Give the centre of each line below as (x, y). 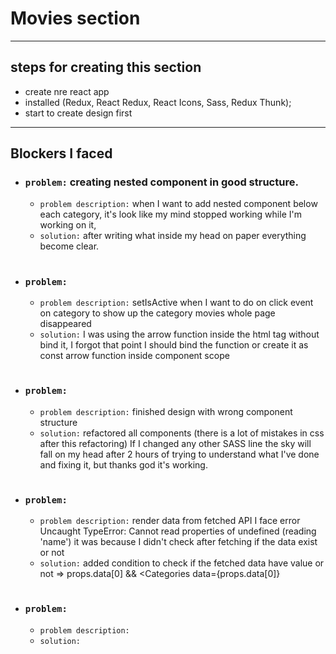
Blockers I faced (61, 153)
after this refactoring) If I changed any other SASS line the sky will (175, 443)
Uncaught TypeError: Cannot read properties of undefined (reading (178, 531)
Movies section (75, 18)
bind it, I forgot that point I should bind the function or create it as (174, 345)
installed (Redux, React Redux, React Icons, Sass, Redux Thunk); (158, 102)
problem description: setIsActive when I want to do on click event (176, 302)
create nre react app (67, 91)
